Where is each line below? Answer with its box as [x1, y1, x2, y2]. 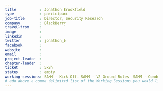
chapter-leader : [5, 61, 42, 65]
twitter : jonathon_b [5, 39, 66, 43]
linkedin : [5, 34, 42, 39]
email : [5, 52, 42, 57]
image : [5, 29, 42, 34]
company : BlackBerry [5, 20, 66, 26]
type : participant [5, 12, 68, 16]
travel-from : [5, 25, 42, 30]
